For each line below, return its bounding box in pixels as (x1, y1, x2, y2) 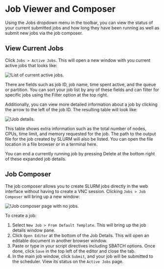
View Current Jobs (5, 44, 64, 52)
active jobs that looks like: (5, 62, 57, 68)
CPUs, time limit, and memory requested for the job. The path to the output (5, 131, 156, 137)
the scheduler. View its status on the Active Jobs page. (12, 258, 124, 264)
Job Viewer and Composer (5, 3, 116, 15)
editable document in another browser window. (12, 238, 108, 244)
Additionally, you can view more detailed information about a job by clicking (5, 101, 158, 107)
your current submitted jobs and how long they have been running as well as (5, 24, 160, 30)
